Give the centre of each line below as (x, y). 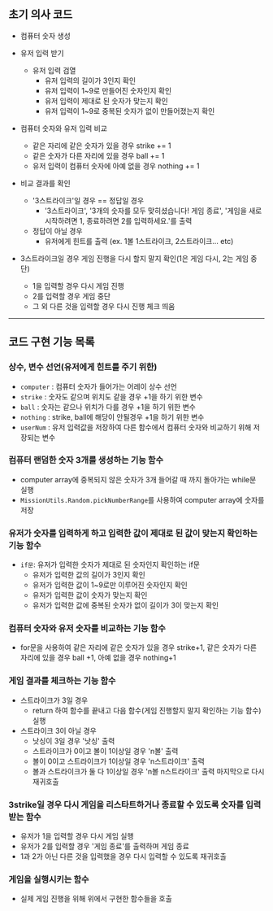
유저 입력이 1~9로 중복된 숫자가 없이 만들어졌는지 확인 (130, 111)
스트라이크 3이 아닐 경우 (58, 730)
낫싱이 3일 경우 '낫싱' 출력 (74, 741)
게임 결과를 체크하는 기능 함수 (62, 681)
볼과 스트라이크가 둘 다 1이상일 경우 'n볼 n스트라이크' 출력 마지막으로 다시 (148, 771)
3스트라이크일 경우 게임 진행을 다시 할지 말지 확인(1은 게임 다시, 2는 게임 (134, 258)
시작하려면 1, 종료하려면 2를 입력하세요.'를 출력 (118, 220)
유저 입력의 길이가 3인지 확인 (90, 81)
